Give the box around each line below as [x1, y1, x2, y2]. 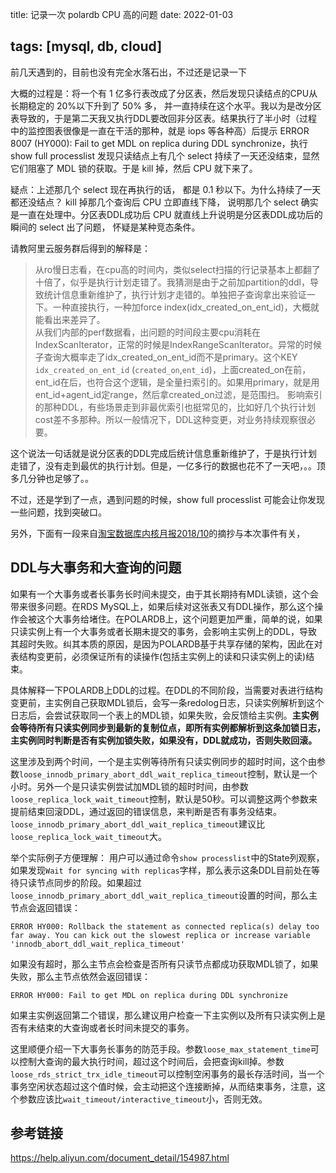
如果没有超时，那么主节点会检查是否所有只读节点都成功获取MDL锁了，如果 [10, 958, 319, 970]
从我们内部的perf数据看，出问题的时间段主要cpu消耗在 [34, 326, 262, 338]
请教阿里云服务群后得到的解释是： [10, 242, 151, 254]
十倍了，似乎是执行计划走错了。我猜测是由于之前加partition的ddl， [34, 276, 310, 288]
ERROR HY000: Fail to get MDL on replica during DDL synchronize [10, 990, 288, 1000]
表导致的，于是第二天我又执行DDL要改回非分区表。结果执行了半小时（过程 [10, 112, 318, 124]
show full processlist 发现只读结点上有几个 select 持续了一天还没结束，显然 [10, 149, 320, 162]
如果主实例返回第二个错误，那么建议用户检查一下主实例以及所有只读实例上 [10, 1009, 317, 1021]
